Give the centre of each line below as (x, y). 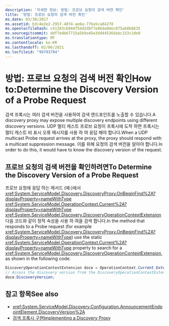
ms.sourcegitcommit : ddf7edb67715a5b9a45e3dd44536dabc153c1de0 (73, 33)
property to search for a (97, 248)
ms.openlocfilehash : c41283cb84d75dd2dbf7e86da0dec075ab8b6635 (73, 29)
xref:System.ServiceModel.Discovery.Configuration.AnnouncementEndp (87, 306)
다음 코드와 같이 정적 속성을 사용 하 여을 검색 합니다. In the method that (75, 221)
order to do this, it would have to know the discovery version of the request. (84, 150)
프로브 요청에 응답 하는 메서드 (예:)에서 (43, 188)
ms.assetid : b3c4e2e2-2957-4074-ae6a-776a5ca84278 (59, 24)
